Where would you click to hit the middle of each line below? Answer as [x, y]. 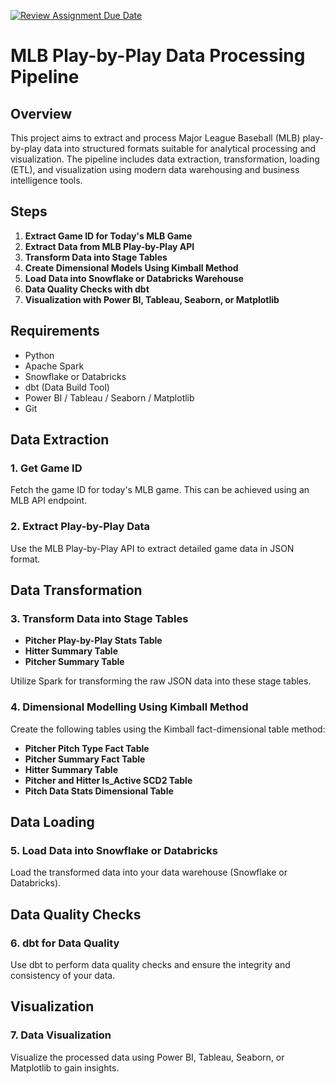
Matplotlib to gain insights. [65, 1067]
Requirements [55, 331]
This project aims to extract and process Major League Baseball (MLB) [155, 138]
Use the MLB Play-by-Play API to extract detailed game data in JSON [152, 548]
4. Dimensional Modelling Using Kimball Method [129, 707]
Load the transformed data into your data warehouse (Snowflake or [149, 872]
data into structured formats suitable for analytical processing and [180, 148]
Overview [41, 113]
